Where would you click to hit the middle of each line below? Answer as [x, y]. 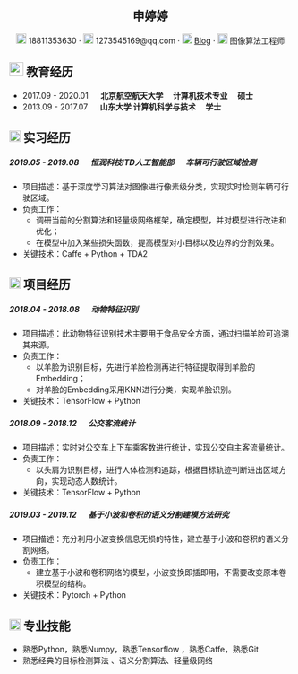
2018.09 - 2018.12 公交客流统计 [72, 423]
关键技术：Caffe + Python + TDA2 [85, 253]
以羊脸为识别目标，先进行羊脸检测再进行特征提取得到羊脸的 [145, 367]
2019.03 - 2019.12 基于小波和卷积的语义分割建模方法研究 [119, 514]
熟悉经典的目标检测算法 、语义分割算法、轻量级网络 [117, 661]
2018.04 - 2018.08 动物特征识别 [74, 309]
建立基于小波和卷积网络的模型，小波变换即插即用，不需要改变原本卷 [161, 573]
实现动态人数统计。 [87, 481]
